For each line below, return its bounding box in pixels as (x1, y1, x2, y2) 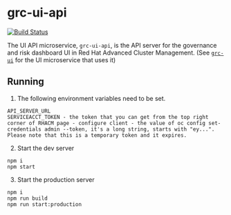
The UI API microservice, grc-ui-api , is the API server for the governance (7, 41, 217, 49)
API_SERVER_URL (7, 107, 51, 115)
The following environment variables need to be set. (17, 94, 166, 102)
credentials (7, 126, 41, 133)
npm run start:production (7, 200, 82, 208)
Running (7, 76, 45, 88)
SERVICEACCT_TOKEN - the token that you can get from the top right (7, 113, 209, 120)
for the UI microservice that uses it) (15, 55, 116, 64)
